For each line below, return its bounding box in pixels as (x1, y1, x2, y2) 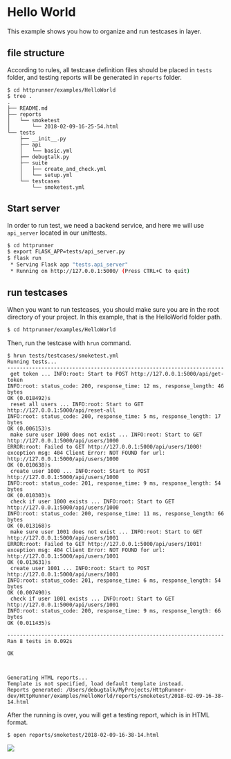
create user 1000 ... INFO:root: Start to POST (10, 467, 150, 474)
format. (7, 718, 28, 726)
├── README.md (7, 105, 48, 112)
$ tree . (7, 92, 33, 99)
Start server (7, 203, 60, 215)
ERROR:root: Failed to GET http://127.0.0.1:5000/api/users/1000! (7, 443, 203, 450)
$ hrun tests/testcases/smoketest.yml (7, 352, 119, 359)
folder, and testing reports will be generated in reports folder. (7, 73, 182, 81)
